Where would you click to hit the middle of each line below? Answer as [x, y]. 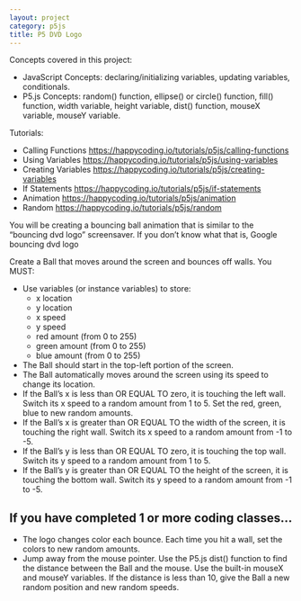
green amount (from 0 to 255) [91, 346]
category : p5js [38, 26]
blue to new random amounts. [77, 413]
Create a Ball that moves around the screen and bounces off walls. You [141, 262]
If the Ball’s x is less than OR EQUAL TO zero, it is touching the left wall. [154, 394]
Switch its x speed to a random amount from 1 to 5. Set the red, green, [152, 404]
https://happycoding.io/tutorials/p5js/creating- [179, 170]
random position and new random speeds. [101, 588]
